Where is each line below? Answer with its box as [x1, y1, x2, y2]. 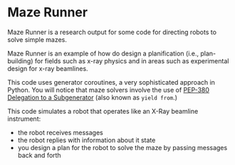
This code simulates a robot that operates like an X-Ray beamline [7, 107, 199, 115]
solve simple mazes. [7, 35, 68, 43]
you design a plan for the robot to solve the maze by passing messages [17, 143, 228, 151]
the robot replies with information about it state [17, 136, 156, 144]
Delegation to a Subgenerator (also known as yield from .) [7, 93, 178, 102]
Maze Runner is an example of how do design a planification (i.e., [7, 49, 199, 58]
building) [7, 56, 33, 65]
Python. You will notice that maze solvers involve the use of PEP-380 [7, 85, 210, 94]
